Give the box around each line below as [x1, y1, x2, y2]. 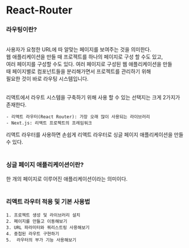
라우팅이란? [6, 26, 37, 34]
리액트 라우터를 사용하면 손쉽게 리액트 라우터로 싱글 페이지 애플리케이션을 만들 [6, 131, 184, 138]
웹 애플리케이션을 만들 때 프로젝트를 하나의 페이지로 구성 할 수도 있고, [6, 53, 163, 60]
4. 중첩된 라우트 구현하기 [6, 231, 60, 237]
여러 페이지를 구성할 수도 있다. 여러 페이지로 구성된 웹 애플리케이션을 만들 [6, 61, 173, 68]
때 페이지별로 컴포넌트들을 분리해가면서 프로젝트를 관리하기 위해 [6, 68, 152, 75]
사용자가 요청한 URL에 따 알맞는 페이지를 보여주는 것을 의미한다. [6, 46, 152, 53]
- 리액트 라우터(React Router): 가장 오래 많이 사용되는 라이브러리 [6, 114, 150, 120]
